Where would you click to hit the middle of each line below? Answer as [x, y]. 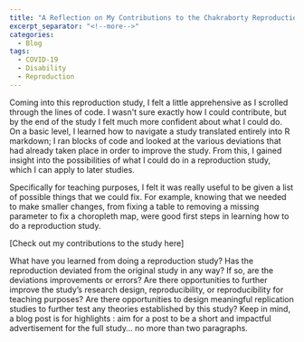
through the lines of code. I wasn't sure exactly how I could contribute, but [148, 112]
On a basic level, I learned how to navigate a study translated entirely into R [150, 131]
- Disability [42, 69]
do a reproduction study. [55, 225]
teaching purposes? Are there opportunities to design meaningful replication [152, 299]
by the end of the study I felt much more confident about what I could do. [146, 121]
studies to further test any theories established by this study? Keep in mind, [150, 309]
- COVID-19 [38, 60]
